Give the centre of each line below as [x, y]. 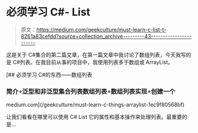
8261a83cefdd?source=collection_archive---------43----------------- [106, 36]
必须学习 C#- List [48, 12]
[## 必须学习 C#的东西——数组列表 [49, 74]
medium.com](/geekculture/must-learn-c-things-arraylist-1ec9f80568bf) [95, 105]
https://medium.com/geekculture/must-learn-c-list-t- [101, 30]
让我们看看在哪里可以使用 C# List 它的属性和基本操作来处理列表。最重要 [94, 117]
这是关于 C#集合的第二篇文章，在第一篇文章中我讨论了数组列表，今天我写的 [99, 54]
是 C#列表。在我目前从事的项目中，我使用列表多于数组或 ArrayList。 [90, 62]
